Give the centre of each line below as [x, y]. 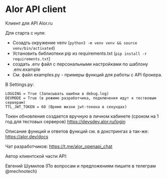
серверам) [16, 102]
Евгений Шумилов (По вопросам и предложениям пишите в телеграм [80, 166]
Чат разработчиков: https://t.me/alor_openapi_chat [59, 146]
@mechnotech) [21, 171]
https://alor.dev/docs [27, 136]
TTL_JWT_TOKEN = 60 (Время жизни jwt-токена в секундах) [66, 107]
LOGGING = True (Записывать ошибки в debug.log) [57, 94]
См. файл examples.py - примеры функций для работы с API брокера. [87, 74]
